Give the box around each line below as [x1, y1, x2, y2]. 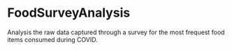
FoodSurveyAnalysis [7, 5, 131, 21]
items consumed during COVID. [7, 35, 98, 43]
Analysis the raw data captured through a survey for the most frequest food [7, 28, 225, 36]
